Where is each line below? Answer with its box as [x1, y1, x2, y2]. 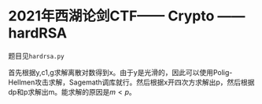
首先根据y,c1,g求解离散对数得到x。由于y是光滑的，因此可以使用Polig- [8, 67, 233, 77]
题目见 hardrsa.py [8, 51, 65, 60]
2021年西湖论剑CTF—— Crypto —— [8, 7, 245, 25]
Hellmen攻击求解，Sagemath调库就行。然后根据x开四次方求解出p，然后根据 [8, 77, 255, 87]
